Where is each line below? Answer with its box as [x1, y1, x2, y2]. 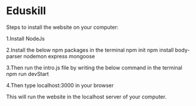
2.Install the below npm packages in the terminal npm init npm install [6, 46, 174, 54]
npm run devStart [6, 70, 49, 77]
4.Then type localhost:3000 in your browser [6, 81, 114, 89]
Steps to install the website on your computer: [6, 24, 119, 31]
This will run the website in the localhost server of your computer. [6, 93, 167, 100]
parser [6, 52, 23, 59]
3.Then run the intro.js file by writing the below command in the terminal [6, 64, 182, 71]
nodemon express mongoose [23, 52, 95, 59]
